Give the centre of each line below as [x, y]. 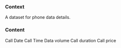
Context [15, 7]
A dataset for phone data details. [38, 17]
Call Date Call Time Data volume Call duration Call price [61, 40]
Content [15, 30]
